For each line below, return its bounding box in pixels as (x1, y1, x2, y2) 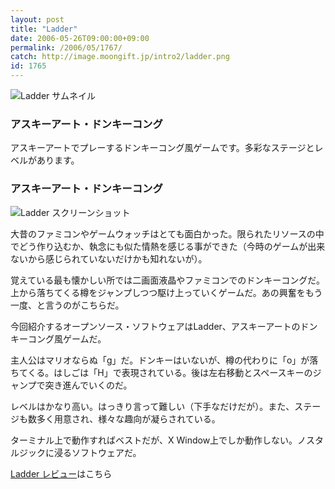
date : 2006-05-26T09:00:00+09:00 (10, 33, 150, 43)
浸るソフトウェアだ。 (53, 446, 142, 458)
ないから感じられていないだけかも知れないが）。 (10, 252, 208, 265)
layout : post (10, 14, 65, 25)
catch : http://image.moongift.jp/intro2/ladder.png (10, 52, 230, 62)
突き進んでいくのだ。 (44, 379, 133, 391)
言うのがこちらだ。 (44, 299, 125, 311)
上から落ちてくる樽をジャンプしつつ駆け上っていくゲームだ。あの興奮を (10, 286, 306, 298)
